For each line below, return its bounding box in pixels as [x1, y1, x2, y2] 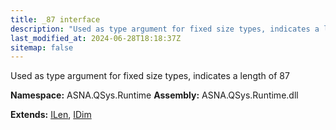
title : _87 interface [10, 14, 101, 25]
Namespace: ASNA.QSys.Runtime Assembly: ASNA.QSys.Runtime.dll [10, 89, 299, 101]
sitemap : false [10, 42, 74, 53]
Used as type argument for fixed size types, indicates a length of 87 [10, 70, 290, 82]
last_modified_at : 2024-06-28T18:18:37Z [10, 33, 182, 43]
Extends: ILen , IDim [10, 109, 92, 121]
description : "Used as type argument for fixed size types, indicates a [10, 24, 320, 34]
